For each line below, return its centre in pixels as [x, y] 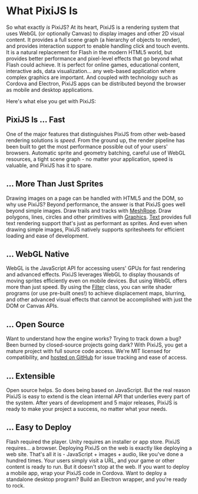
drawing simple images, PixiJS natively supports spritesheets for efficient [95, 229]
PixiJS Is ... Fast [36, 120]
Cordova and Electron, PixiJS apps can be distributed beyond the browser [96, 83]
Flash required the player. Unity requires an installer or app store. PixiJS [93, 442]
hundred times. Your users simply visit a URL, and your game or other [90, 460]
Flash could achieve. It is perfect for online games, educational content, [93, 65]
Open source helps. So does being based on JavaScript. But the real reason [98, 390]
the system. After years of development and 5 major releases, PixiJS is [92, 403]
